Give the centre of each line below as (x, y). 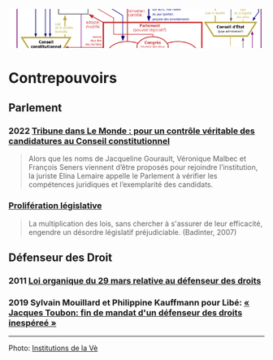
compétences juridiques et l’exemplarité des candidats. (121, 184)
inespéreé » (32, 323)
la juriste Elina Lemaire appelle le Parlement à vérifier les (123, 176)
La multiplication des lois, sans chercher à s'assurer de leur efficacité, (145, 223)
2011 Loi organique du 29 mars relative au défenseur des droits (135, 281)
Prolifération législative (55, 206)
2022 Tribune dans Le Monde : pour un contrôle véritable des (132, 131)
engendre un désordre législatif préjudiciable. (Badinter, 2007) (132, 232)
